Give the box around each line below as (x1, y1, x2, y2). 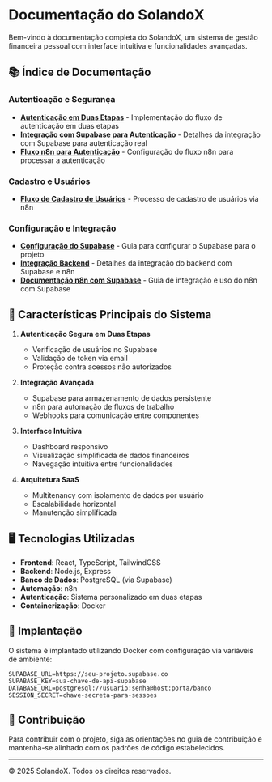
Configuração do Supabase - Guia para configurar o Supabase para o (19, 241, 257, 251)
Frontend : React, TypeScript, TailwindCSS (19, 557, 161, 567)
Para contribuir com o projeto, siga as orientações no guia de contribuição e (8, 734, 263, 744)
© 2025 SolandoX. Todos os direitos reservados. (8, 767, 172, 776)
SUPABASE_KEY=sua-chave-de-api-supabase (8, 677, 147, 685)
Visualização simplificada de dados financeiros (32, 451, 189, 461)
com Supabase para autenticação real (19, 138, 147, 147)
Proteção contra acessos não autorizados (32, 362, 172, 372)
